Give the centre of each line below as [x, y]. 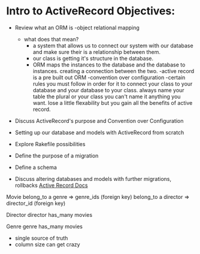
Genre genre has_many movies [44, 226]
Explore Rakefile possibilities [50, 144]
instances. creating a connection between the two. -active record [113, 71]
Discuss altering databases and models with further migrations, [93, 179]
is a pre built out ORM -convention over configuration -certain [109, 77]
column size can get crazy [47, 244]
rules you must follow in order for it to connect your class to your [113, 84]
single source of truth [41, 238]
